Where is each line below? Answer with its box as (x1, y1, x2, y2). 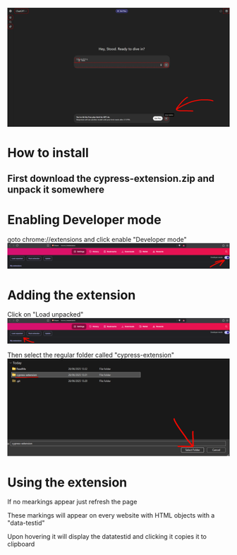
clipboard (7, 540, 35, 549)
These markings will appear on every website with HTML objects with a (7, 511, 215, 520)
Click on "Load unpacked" (7, 310, 84, 319)
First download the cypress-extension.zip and (7, 173, 215, 185)
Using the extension (7, 474, 128, 490)
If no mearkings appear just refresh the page (7, 498, 138, 506)
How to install (7, 145, 90, 161)
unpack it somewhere (7, 184, 104, 196)
